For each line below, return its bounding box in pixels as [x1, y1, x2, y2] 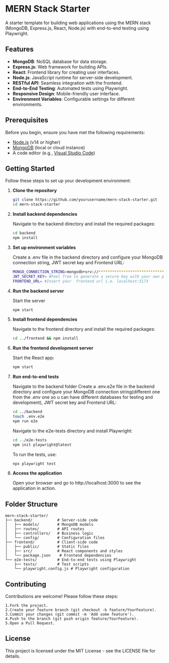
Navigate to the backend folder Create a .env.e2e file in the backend [12, 384, 155, 390]
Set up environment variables [12, 244, 76, 250]
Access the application [12, 470, 62, 476]
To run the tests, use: [12, 451, 57, 457]
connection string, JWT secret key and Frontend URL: [12, 259, 125, 265]
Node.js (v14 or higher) [12, 139, 61, 145]
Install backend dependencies [12, 211, 77, 217]
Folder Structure [5, 500, 58, 508]
